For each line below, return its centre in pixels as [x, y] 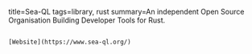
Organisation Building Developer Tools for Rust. [87, 20]
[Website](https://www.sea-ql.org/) [70, 42]
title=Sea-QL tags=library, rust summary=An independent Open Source [126, 12]
